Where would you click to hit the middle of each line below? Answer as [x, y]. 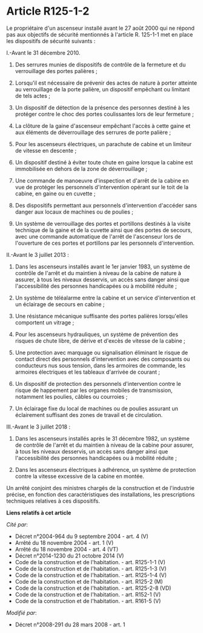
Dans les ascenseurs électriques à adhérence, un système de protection [105, 469]
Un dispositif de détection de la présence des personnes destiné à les [102, 107]
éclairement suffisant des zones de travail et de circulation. [89, 414]
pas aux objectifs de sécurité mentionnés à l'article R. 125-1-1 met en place [100, 34]
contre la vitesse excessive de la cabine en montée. [79, 476]
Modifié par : [22, 612]
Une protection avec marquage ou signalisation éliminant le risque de [101, 352]
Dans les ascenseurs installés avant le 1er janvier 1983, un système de [102, 267]
